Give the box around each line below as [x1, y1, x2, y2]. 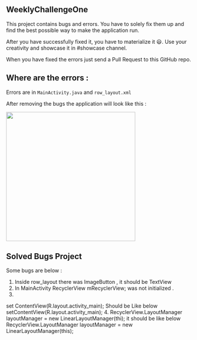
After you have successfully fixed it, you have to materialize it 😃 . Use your [6, 38, 187, 45]
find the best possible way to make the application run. [6, 27, 140, 34]
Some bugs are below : [6, 267, 63, 274]
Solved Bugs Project [6, 251, 83, 261]
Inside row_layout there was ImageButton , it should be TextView [14, 279, 172, 286]
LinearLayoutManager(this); [6, 328, 74, 335]
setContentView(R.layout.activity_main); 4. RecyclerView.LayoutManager [6, 309, 183, 316]
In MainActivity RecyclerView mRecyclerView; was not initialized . [14, 285, 174, 292]
